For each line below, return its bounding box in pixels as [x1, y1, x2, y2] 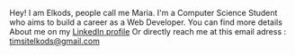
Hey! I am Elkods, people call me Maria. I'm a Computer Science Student [9, 8, 278, 18]
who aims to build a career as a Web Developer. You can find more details [9, 17, 283, 27]
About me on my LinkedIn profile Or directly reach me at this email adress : [9, 27, 287, 36]
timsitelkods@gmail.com [9, 35, 101, 46]
